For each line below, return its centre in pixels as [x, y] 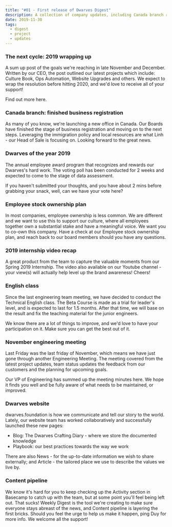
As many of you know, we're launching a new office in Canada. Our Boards [84, 124]
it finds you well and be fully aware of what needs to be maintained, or [79, 384]
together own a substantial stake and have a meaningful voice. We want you [86, 227]
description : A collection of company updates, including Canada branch [84, 15]
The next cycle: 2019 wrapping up [48, 56]
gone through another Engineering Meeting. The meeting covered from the [84, 358]
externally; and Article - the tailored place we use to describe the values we [85, 462]
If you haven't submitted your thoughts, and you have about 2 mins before [83, 186]
